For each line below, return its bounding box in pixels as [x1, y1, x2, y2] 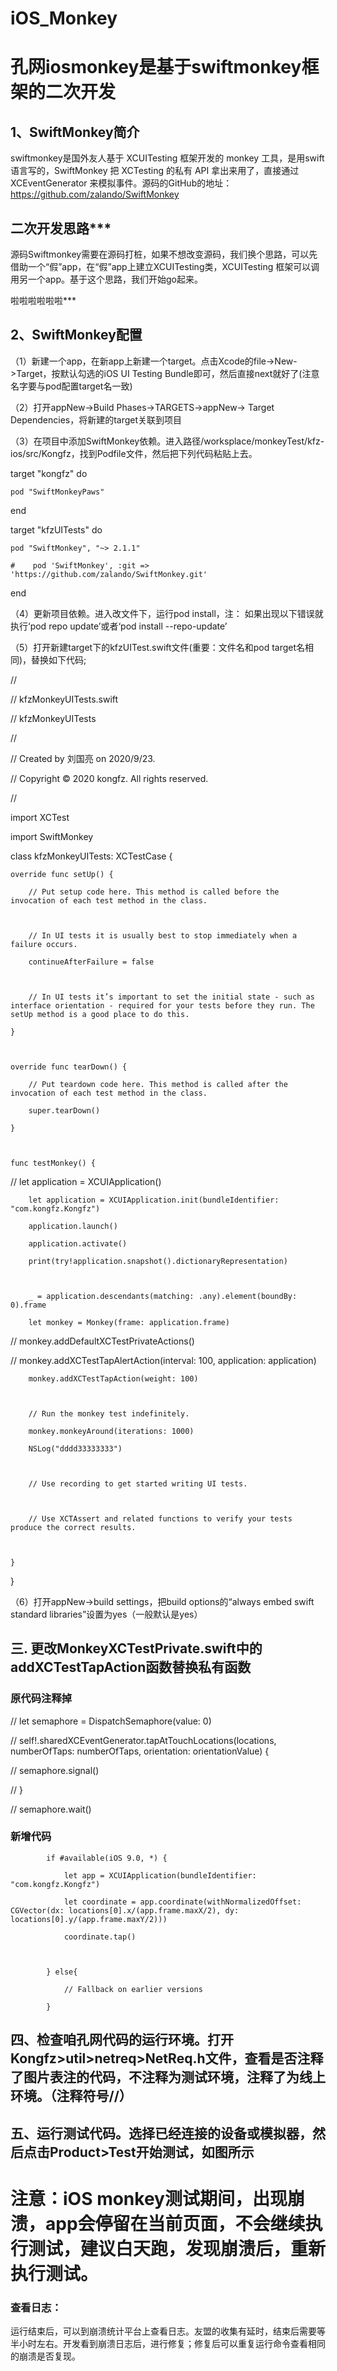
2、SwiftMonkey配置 [10, 327, 143, 344]
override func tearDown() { [10, 1062, 128, 1072]
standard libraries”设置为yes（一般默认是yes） [10, 1608, 203, 1620]
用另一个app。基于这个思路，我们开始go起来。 [10, 273, 203, 285]
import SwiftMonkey [10, 830, 94, 842]
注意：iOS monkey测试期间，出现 [10, 2187, 288, 2210]
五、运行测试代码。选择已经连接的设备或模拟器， [10, 2125, 313, 2142]
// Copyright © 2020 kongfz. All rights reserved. [10, 772, 209, 784]
